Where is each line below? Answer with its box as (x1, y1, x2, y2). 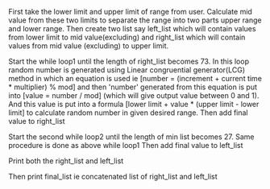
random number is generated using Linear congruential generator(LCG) (8, 65, 246, 75)
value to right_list (8, 117, 66, 125)
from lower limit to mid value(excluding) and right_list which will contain (8, 32, 246, 42)
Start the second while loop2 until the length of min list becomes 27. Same (8, 132, 255, 142)
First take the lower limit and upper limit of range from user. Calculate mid (8, 7, 252, 16)
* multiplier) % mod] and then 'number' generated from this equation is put (8, 82, 258, 92)
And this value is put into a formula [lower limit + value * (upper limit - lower (8, 100, 260, 109)
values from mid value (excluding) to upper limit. (8, 41, 169, 51)
